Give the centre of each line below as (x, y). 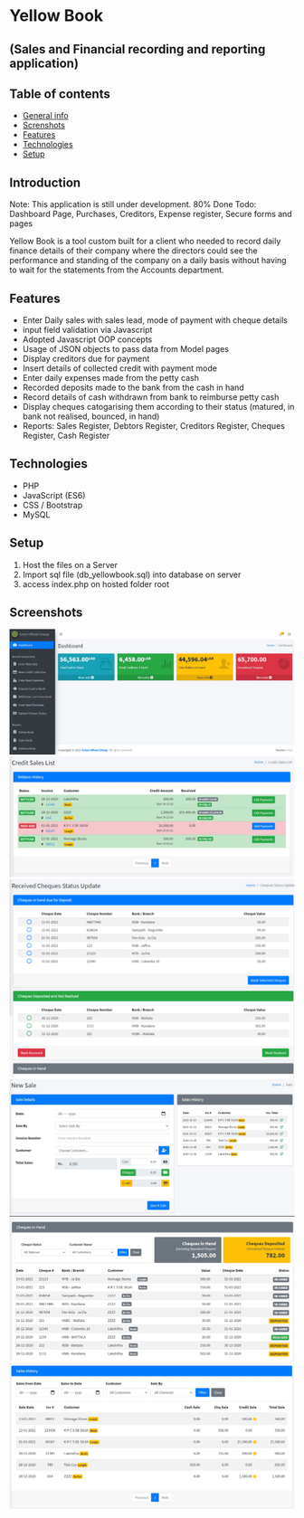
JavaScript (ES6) (54, 495)
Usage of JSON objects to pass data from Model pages (125, 349)
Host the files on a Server (70, 565)
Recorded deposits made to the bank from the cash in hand (133, 388)
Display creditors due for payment (86, 359)
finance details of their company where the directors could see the (133, 251)
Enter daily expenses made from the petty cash (110, 378)
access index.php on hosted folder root (96, 583)
